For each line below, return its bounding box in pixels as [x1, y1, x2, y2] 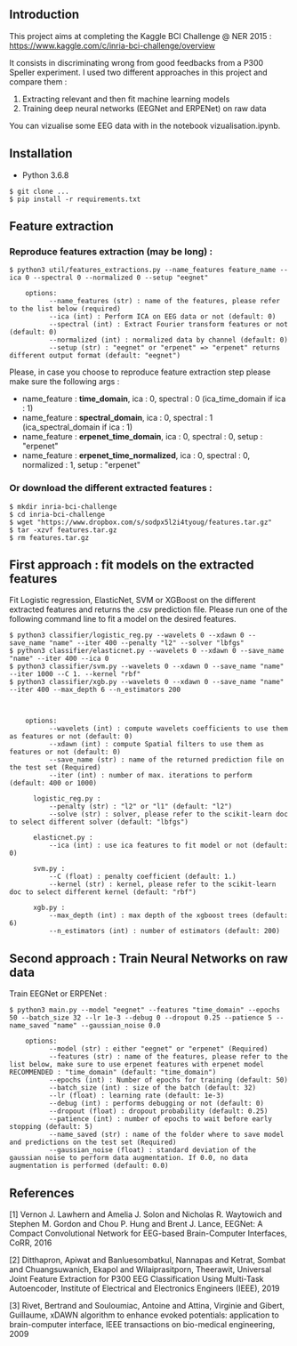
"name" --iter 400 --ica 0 [9, 654, 109, 664]
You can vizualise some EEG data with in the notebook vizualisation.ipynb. [9, 120, 281, 131]
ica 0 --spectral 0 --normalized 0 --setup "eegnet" [9, 273, 209, 283]
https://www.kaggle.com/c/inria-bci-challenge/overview [9, 40, 216, 51]
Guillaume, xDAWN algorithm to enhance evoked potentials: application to [9, 1310, 280, 1320]
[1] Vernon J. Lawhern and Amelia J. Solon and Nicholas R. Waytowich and [9, 1209, 283, 1220]
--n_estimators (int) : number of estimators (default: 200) [48, 927, 280, 936]
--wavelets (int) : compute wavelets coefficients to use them [48, 724, 289, 733]
